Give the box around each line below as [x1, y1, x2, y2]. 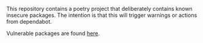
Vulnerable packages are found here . [6, 30, 100, 37]
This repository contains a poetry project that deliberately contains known [6, 5, 193, 12]
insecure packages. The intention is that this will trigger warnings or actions [6, 12, 197, 19]
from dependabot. [6, 18, 52, 25]
